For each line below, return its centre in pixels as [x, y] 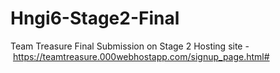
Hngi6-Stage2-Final [95, 18]
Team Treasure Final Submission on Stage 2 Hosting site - [130, 46]
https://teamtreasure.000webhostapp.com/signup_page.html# [141, 56]
